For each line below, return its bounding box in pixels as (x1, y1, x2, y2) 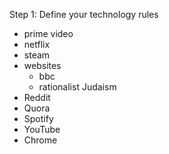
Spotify (23, 113, 54, 124)
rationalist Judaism (38, 81, 117, 93)
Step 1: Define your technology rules (9, 9, 159, 20)
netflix (23, 39, 51, 50)
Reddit (23, 92, 51, 103)
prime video (23, 28, 74, 39)
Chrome (23, 134, 58, 146)
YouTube (23, 124, 61, 135)
